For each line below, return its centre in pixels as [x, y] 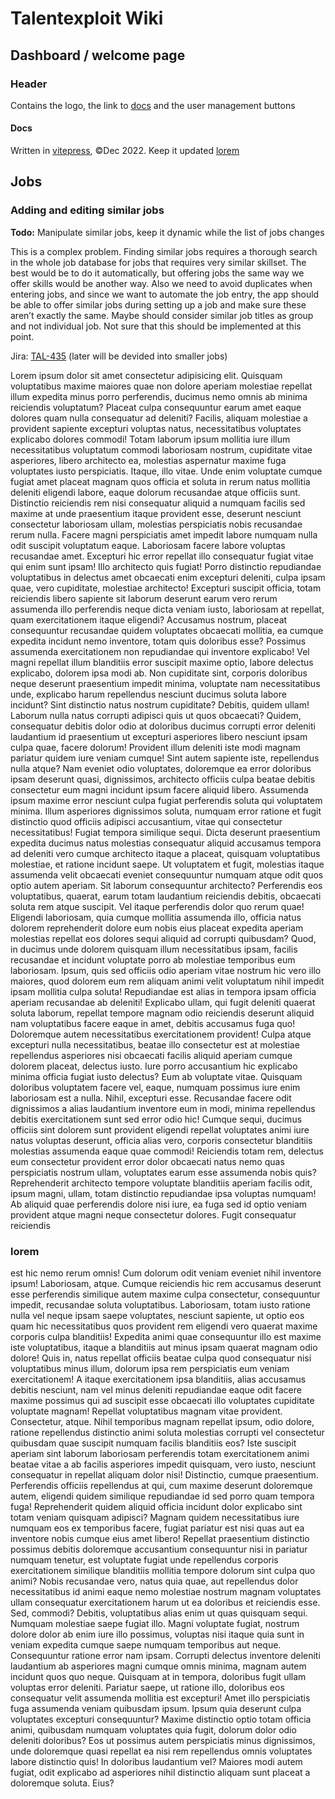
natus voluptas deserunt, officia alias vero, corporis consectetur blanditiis [161, 1140]
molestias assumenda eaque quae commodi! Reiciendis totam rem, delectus [167, 1151]
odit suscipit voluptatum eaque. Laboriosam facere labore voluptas [148, 545]
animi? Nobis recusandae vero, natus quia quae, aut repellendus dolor [154, 1581]
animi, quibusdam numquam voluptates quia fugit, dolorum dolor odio [153, 1730]
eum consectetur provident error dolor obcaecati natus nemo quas [147, 1161]
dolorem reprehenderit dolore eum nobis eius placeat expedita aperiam [157, 928]
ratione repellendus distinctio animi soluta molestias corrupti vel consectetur [167, 1433]
